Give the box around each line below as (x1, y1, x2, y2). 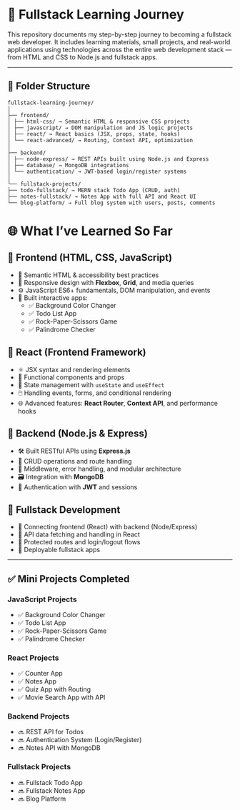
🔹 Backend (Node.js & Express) (7, 427, 148, 439)
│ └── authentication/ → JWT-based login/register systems (7, 168, 187, 175)
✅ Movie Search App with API (17, 693, 106, 702)
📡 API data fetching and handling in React (17, 530, 141, 539)
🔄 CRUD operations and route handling (17, 457, 132, 466)
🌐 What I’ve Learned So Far (7, 223, 173, 239)
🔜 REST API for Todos (17, 728, 84, 736)
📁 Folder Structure (7, 80, 91, 92)
